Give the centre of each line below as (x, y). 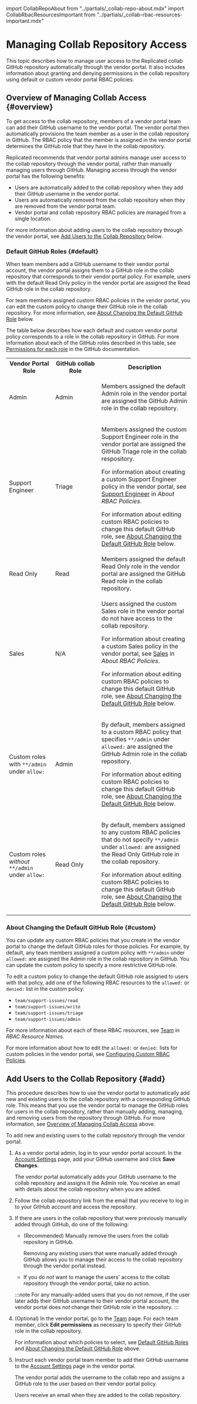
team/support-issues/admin (47, 1020)
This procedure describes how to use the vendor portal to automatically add (98, 1093)
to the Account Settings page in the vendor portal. (75, 1366)
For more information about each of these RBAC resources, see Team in (93, 1030)
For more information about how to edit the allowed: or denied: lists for (92, 1048)
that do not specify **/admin (140, 840)
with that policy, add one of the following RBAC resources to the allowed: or (98, 983)
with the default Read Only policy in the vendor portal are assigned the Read (98, 283)
